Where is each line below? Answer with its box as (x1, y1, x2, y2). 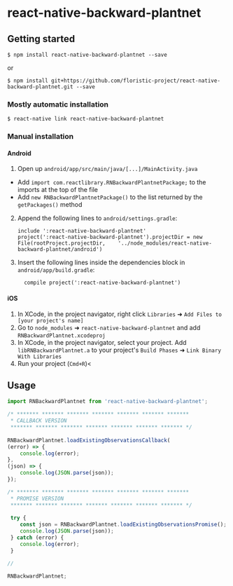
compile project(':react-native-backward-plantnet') (24, 279, 181, 287)
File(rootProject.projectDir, (17, 240, 106, 247)
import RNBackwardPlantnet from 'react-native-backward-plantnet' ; (7, 398, 209, 405)
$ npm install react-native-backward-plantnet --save (7, 51, 168, 58)
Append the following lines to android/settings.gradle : (17, 214, 178, 222)
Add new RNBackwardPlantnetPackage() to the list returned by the (17, 193, 203, 201)
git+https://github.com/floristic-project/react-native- (51, 77, 220, 84)
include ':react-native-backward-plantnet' (17, 228, 147, 235)
